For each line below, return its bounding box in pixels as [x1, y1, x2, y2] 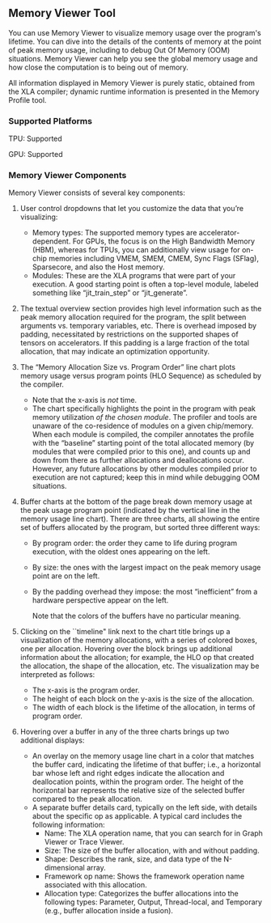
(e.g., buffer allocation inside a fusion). [44, 906, 174, 916]
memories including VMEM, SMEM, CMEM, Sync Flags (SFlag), [48, 254, 259, 264]
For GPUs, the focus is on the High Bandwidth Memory [72, 236, 256, 246]
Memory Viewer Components [8, 170, 127, 181]
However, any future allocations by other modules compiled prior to [32, 464, 257, 474]
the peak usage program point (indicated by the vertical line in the [19, 506, 240, 515]
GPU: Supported [8, 150, 63, 159]
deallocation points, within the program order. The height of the [32, 777, 244, 787]
